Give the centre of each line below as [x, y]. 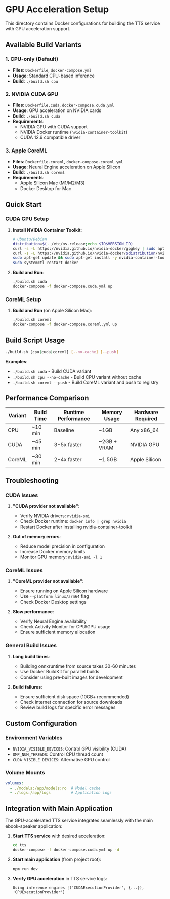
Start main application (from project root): [57, 859]
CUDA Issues [22, 495]
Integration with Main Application [59, 809]
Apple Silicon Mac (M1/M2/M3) [52, 183]
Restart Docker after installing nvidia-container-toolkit [76, 527]
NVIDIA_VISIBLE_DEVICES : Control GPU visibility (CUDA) [69, 749]
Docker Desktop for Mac [46, 189]
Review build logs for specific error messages [68, 707]
